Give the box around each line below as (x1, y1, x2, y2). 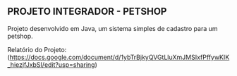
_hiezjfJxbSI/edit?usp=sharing (7, 60, 95, 69)
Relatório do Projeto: (7, 45, 67, 53)
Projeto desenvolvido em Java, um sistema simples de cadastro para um (7, 24, 218, 32)
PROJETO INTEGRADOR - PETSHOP (7, 6, 167, 18)
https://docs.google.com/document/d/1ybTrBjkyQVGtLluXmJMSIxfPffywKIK (9, 53, 230, 61)
